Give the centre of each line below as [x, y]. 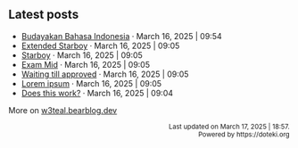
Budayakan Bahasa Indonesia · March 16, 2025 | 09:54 [121, 36]
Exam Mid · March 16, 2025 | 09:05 [86, 64]
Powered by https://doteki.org [244, 134]
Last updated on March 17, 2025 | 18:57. [229, 127]
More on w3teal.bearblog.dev [63, 110]
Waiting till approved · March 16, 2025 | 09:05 [105, 74]
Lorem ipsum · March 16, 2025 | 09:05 [91, 83]
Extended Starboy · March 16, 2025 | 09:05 [100, 45]
